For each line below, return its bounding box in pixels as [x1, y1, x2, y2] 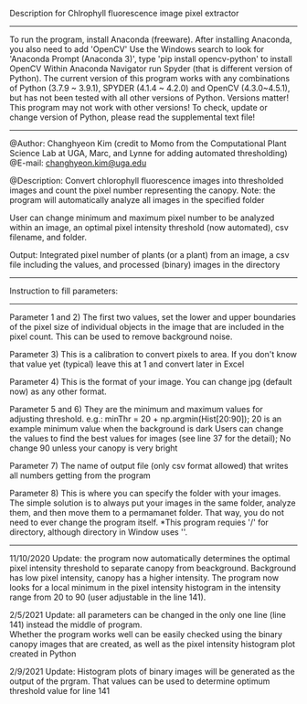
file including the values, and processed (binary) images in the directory [9, 260, 281, 270]
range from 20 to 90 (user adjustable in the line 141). [9, 592, 206, 603]
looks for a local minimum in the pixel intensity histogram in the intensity [9, 582, 281, 592]
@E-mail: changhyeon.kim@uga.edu [9, 157, 147, 168]
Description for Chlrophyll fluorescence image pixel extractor [9, 8, 239, 18]
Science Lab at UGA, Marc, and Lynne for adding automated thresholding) [9, 148, 288, 158]
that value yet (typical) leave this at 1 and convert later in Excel [9, 358, 245, 369]
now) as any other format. [9, 386, 107, 397]
